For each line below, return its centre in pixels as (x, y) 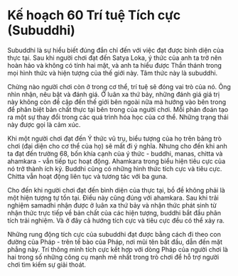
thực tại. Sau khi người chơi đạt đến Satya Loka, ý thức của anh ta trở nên (115, 58)
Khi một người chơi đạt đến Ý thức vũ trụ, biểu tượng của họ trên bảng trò (115, 138)
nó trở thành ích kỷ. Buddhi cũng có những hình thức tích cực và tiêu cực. (115, 168)
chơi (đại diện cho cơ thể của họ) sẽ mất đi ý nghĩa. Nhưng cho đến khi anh (117, 145)
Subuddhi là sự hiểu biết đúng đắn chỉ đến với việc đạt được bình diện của (116, 50)
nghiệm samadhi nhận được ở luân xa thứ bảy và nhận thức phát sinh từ (112, 205)
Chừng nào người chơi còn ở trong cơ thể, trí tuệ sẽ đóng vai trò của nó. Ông (119, 86)
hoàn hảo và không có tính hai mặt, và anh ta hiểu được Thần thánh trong (114, 65)
